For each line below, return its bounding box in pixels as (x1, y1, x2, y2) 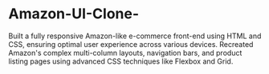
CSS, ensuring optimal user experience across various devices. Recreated (8, 39, 254, 49)
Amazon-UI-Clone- (8, 5, 140, 23)
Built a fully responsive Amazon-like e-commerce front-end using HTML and (8, 31, 262, 41)
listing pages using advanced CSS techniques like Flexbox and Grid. (8, 56, 234, 66)
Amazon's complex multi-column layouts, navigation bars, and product (8, 48, 243, 57)
